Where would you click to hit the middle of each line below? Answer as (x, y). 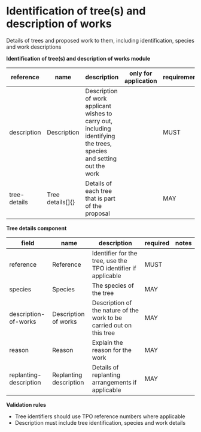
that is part (100, 198)
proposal (98, 213)
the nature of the (115, 310)
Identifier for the (115, 253)
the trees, (98, 144)
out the (95, 166)
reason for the (112, 350)
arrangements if (114, 382)
